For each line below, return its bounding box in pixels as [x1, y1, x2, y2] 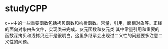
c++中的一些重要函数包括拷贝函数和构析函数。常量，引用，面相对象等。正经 [5, 20, 162, 26]
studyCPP [5, 3, 48, 14]
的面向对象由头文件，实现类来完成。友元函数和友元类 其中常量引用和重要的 [5, 26, 160, 32]
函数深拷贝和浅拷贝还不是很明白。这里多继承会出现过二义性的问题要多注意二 [5, 32, 163, 38]
